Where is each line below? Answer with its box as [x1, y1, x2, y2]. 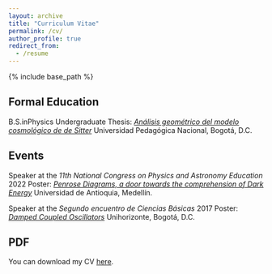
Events [8, 149, 45, 163]
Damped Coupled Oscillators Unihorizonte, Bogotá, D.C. [8, 212, 196, 221]
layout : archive [8, 11, 63, 20]
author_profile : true [8, 34, 82, 43]
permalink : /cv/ [8, 27, 63, 35]
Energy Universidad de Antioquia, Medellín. [8, 187, 153, 197]
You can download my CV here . [8, 257, 114, 267]
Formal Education [8, 95, 100, 109]
